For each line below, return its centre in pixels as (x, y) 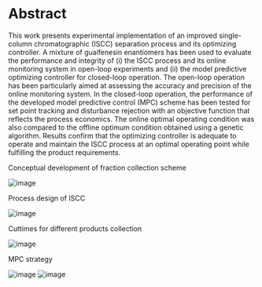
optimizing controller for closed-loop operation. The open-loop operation (127, 77)
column (20, 43)
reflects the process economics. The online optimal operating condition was (131, 119)
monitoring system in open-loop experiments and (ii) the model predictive (127, 68)
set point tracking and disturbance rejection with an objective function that (129, 110)
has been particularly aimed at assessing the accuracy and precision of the (130, 85)
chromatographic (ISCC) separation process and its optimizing (135, 43)
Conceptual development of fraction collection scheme (98, 167)
